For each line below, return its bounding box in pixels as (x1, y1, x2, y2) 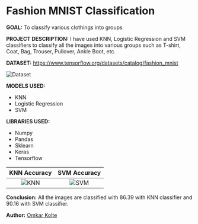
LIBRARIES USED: (6, 117, 50, 125)
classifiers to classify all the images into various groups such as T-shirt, (6, 41, 181, 49)
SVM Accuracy (57, 168, 101, 177)
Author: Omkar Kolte (6, 212, 58, 219)
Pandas (14, 135, 34, 143)
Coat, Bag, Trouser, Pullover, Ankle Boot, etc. (6, 47, 116, 55)
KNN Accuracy (9, 168, 52, 177)
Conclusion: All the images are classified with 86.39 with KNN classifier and (6, 194, 193, 201)
